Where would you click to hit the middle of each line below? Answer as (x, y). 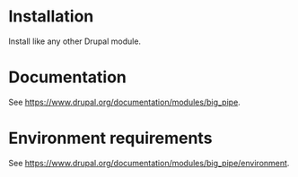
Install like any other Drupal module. (74, 41)
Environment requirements (110, 138)
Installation (51, 17)
